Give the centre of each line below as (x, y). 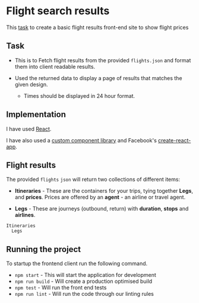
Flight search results (58, 11)
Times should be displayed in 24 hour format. (79, 95)
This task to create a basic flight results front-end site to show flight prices (97, 27)
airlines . (25, 215)
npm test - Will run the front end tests (61, 288)
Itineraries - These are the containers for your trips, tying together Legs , (104, 191)
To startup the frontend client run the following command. (77, 264)
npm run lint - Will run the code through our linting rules (84, 294)
